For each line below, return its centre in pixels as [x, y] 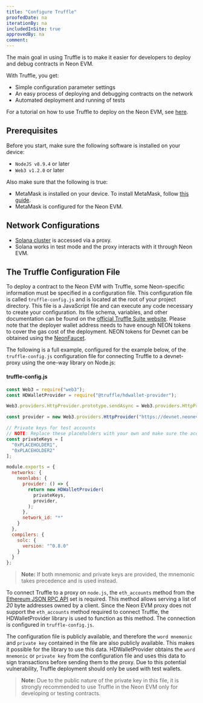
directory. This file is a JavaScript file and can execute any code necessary [100, 306]
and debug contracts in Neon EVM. [50, 64]
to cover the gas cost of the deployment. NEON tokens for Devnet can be [97, 332]
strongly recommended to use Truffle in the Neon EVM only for [99, 687]
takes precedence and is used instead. [69, 581]
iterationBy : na [27, 23]
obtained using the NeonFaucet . [46, 338]
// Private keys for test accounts [51, 428]
